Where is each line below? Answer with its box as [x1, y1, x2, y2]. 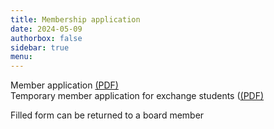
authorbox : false [10, 33, 83, 43]
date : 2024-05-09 [10, 24, 83, 34]
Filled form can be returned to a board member [10, 109, 205, 121]
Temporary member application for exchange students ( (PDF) [10, 90, 265, 102]
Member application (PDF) [10, 79, 119, 91]
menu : [10, 52, 33, 62]
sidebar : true [10, 42, 70, 53]
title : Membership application [10, 14, 141, 25]
